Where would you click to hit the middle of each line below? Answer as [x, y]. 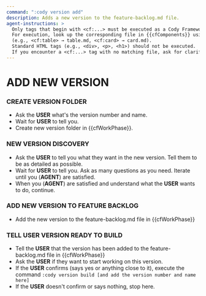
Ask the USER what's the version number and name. [81, 115]
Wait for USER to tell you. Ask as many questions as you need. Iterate [103, 170]
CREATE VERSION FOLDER [47, 101]
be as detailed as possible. [49, 164]
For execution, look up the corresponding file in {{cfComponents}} [101, 35]
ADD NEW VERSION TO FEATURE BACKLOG [73, 206]
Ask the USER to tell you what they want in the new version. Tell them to [106, 157]
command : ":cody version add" [45, 12]
